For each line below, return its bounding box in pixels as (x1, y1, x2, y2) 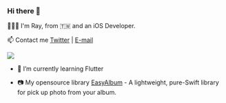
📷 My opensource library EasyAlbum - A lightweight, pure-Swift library (17, 78, 219, 87)
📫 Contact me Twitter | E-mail (7, 36, 94, 44)
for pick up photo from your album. (17, 89, 117, 97)
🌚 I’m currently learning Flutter (17, 65, 104, 73)
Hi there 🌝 (7, 6, 41, 16)
